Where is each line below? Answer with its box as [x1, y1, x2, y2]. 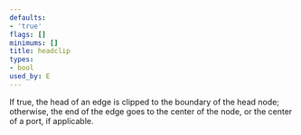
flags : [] [9, 30, 47, 39]
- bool [9, 64, 34, 73]
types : [9, 55, 34, 64]
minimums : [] [9, 38, 59, 48]
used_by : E [9, 72, 51, 81]
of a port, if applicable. [9, 115, 94, 126]
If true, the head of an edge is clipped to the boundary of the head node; [9, 96, 280, 107]
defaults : [9, 13, 47, 22]
